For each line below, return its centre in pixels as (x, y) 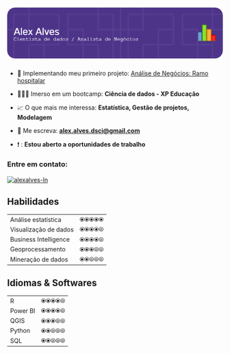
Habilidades (33, 202)
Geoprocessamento (38, 249)
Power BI (23, 311)
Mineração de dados (39, 259)
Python (20, 331)
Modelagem (35, 117)
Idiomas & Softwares (52, 282)
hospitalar (31, 80)
